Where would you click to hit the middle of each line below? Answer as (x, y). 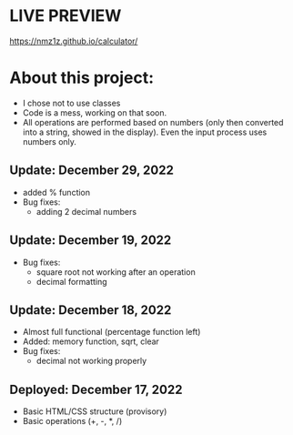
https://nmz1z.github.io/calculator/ (74, 41)
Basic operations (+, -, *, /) (72, 421)
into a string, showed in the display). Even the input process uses (145, 132)
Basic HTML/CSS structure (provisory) (95, 411)
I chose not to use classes (71, 103)
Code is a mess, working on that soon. (95, 112)
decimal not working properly (91, 361)
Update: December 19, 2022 (91, 241)
